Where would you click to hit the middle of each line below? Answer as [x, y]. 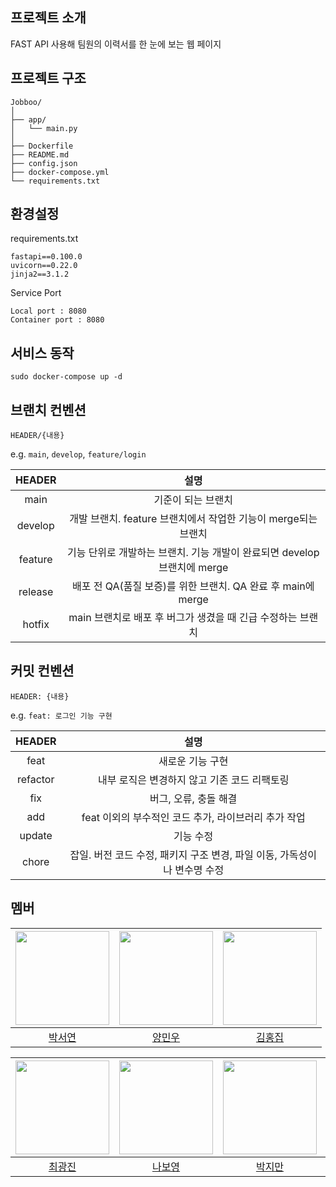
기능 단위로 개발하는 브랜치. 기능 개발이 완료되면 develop [193, 553]
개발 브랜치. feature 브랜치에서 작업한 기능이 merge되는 [193, 519]
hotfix [36, 625]
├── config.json [44, 163]
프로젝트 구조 [48, 78]
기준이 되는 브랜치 [193, 500]
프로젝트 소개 [48, 18]
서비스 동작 [42, 353]
